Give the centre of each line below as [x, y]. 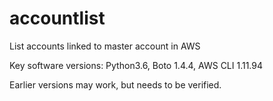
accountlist [57, 18]
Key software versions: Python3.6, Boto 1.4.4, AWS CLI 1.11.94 [136, 65]
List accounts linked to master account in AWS [105, 46]
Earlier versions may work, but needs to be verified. [115, 84]
